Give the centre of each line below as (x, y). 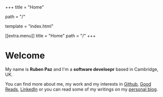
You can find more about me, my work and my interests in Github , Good (78, 84)
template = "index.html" (29, 26)
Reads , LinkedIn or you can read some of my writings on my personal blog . (81, 89)
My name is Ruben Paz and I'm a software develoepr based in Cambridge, (82, 69)
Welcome (25, 56)
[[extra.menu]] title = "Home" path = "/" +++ (51, 36)
